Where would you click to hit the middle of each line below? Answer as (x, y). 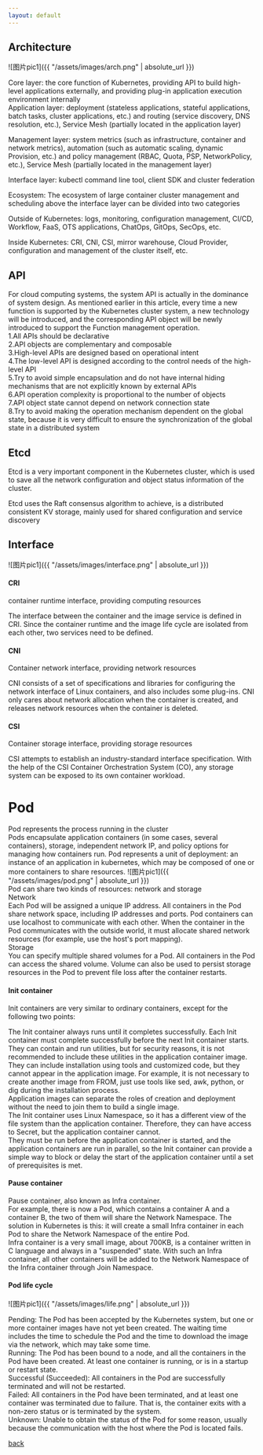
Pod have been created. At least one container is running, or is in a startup (128, 1362)
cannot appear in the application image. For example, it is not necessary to (129, 1073)
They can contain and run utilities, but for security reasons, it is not (117, 1048)
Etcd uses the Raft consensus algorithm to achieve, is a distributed (116, 504)
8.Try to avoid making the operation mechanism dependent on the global (126, 411)
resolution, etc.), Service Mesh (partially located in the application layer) (125, 125)
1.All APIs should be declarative (59, 336)
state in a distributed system (54, 428)
